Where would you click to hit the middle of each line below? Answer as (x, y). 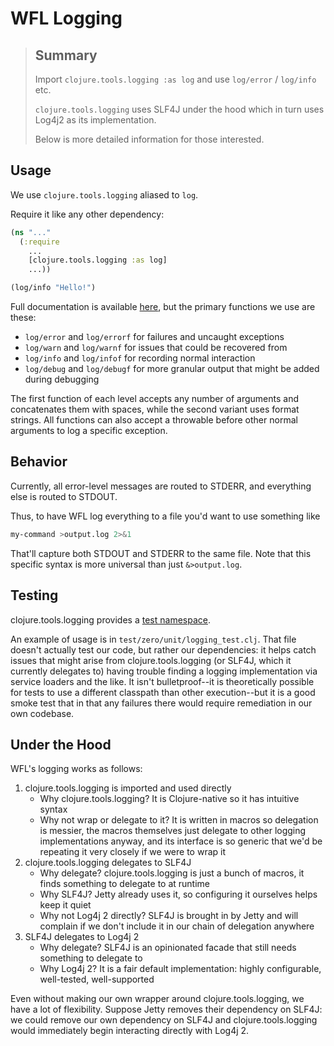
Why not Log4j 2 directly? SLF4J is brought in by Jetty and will (169, 916)
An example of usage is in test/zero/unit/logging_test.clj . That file (153, 639)
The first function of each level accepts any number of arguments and (155, 399)
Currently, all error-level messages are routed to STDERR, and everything (161, 486)
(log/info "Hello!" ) (53, 288)
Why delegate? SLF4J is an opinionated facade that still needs (168, 948)
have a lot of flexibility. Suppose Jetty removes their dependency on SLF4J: (166, 1009)
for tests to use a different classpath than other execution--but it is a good (163, 692)
